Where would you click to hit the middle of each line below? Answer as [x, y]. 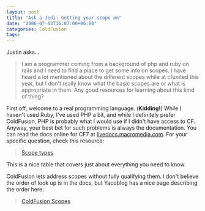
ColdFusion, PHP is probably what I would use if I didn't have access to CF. [101, 121]
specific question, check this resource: [55, 141]
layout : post [23, 12]
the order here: [25, 190]
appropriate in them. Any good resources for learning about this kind [108, 90]
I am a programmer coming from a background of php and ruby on [105, 64]
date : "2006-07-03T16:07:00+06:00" [52, 23]
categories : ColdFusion [37, 29]
